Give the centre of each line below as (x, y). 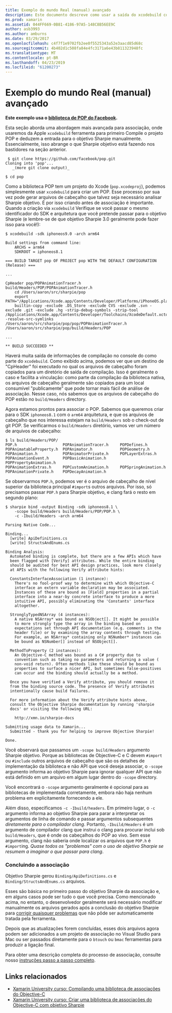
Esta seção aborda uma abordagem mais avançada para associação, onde (84, 128)
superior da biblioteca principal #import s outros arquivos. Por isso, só (79, 487)
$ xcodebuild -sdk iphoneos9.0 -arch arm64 (52, 234)
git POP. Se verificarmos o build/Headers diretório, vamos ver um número (83, 426)
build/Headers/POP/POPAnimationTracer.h (49, 288)
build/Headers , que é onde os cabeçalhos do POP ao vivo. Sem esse (78, 835)
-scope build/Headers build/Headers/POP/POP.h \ (67, 512)
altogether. (27, 606)
